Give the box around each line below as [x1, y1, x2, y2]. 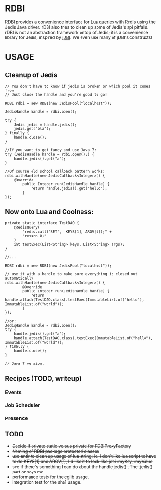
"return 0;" [22, 233, 47, 238]
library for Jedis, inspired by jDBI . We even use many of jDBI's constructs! [5, 35, 153, 40]
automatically [5, 276, 34, 281]
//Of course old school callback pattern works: [5, 169, 105, 174]
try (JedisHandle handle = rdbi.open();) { [5, 152, 95, 157]
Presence [5, 415, 28, 421]
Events [5, 389, 22, 396]
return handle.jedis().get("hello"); [31, 186, 108, 191]
